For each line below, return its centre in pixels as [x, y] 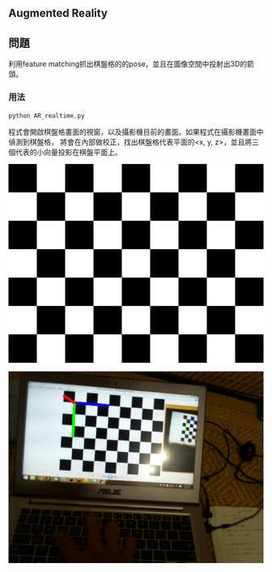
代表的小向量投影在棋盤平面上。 [68, 152]
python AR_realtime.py [47, 116]
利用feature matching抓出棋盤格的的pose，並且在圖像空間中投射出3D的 [128, 64]
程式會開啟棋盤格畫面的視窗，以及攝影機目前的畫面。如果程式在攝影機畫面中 [136, 131]
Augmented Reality [58, 13]
